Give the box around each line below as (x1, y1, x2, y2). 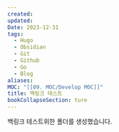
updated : (7, 17, 33, 24)
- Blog (14, 70, 33, 77)
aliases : (7, 76, 33, 84)
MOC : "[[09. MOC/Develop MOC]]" (7, 83, 103, 91)
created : (7, 10, 33, 18)
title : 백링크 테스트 (7, 90, 63, 97)
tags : (7, 30, 24, 38)
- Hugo (14, 37, 33, 44)
